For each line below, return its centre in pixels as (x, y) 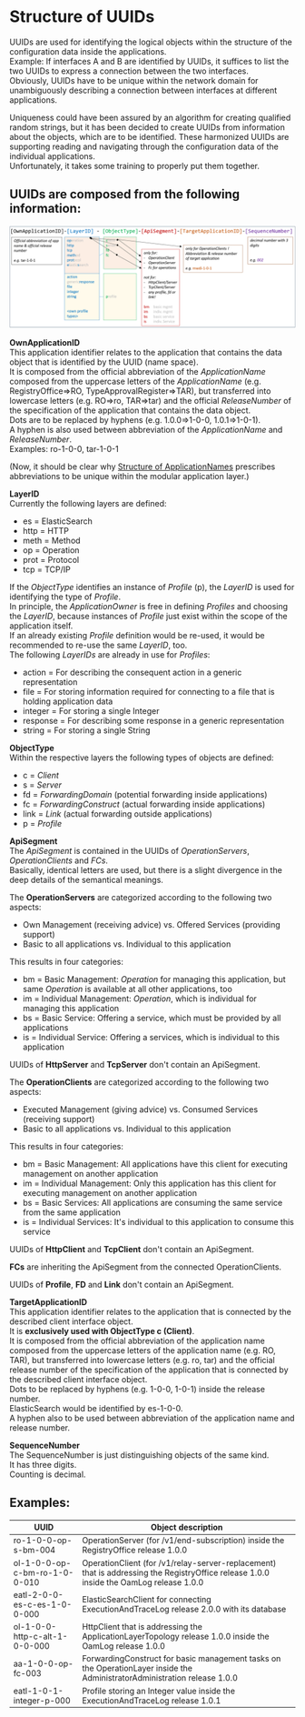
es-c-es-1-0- (43, 1604)
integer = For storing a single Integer (91, 710)
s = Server (42, 785)
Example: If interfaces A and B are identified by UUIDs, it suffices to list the (149, 61)
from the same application (71, 1212)
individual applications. (52, 156)
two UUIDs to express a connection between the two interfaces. (129, 71)
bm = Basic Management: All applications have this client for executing (155, 1164)
